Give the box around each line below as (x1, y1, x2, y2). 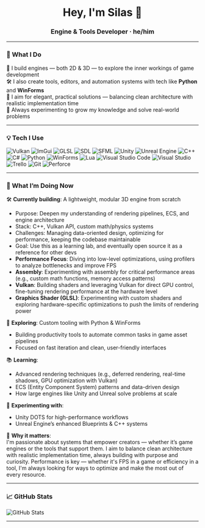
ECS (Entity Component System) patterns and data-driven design (15, 384, 180, 391)
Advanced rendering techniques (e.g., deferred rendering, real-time (15, 370, 186, 378)
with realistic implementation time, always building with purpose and (6, 452, 178, 459)
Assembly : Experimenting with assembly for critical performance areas (15, 269, 195, 276)
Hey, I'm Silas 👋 (63, 6, 142, 20)
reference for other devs (15, 249, 77, 256)
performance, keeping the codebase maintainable (15, 236, 141, 244)
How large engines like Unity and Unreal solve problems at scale (15, 390, 178, 397)
